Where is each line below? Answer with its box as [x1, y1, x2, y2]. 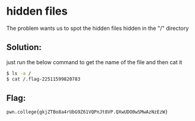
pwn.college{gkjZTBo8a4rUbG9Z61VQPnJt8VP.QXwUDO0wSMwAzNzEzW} [6, 109, 168, 116]
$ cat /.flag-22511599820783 [6, 76, 81, 82]
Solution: [6, 42, 42, 53]
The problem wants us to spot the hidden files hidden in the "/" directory [6, 24, 189, 32]
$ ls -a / [6, 70, 32, 76]
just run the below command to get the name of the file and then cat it [6, 58, 182, 65]
